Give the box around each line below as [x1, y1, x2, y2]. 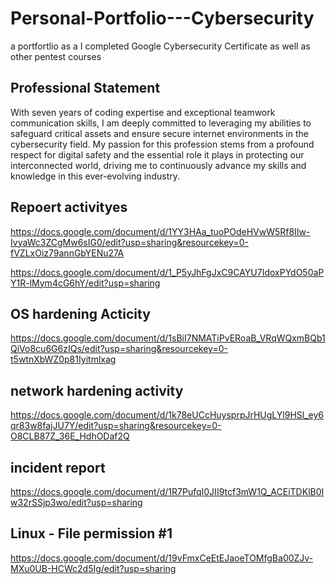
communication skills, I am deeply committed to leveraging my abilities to [10, 117, 312, 129]
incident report [10, 459, 106, 476]
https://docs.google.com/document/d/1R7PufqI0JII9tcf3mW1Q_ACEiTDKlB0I [10, 486, 325, 497]
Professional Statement [10, 80, 161, 97]
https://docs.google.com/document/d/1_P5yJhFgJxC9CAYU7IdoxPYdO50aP [10, 266, 325, 278]
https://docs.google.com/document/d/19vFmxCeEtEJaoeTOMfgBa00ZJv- [10, 552, 314, 564]
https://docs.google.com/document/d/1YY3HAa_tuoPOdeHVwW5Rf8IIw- [10, 225, 311, 237]
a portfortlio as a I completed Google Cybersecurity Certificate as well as [10, 40, 311, 52]
